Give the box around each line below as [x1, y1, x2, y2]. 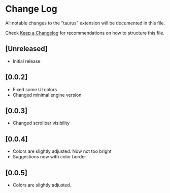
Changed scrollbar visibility [12, 120, 70, 126]
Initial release [12, 58, 41, 64]
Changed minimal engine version [12, 92, 82, 98]
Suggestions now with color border [12, 154, 86, 160]
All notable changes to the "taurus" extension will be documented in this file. [5, 20, 165, 26]
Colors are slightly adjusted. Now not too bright [12, 148, 112, 154]
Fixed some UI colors [12, 86, 57, 92]
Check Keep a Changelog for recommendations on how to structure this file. [5, 30, 165, 36]
